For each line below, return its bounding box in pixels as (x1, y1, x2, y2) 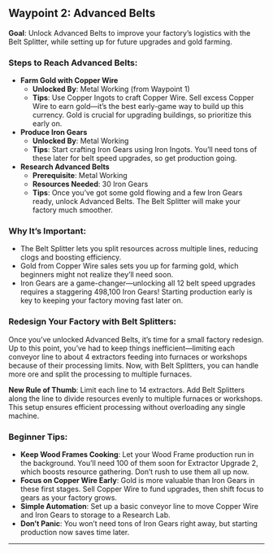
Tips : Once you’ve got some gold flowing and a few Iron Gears (32, 188, 243, 198)
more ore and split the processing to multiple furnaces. (8, 369, 193, 379)
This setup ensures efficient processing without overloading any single (8, 402, 246, 411)
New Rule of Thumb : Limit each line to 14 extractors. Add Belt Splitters (8, 385, 245, 394)
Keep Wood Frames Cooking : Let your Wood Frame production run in (19, 450, 254, 459)
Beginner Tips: (8, 431, 68, 442)
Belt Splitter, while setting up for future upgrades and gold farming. (8, 37, 233, 46)
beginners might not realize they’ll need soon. (19, 270, 174, 280)
